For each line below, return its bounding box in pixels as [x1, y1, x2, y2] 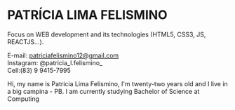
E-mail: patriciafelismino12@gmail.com [7, 51, 119, 60]
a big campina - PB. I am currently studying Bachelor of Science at [7, 87, 200, 95]
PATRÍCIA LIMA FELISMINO [7, 7, 168, 23]
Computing [7, 95, 40, 103]
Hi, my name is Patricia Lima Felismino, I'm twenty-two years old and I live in [7, 79, 228, 88]
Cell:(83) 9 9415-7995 [7, 66, 72, 74]
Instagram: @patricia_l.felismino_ [7, 58, 103, 67]
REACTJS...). [7, 37, 44, 46]
